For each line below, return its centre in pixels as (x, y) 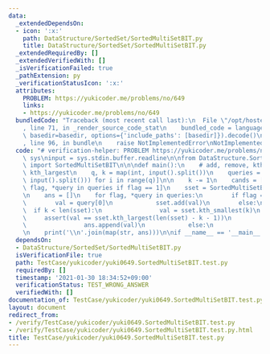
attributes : (36, 91)
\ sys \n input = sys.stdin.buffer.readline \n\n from (109, 158)
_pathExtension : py (48, 76)
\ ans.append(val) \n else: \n (119, 225)
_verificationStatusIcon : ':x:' (70, 83)
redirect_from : (34, 315)
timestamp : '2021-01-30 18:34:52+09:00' (84, 278)
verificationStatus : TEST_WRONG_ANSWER (82, 285)
